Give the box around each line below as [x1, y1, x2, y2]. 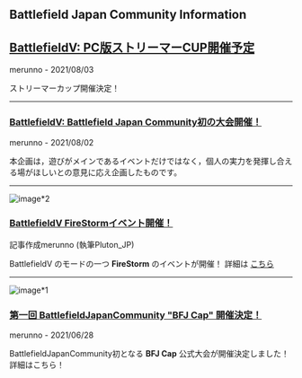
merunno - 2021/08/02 [9, 136, 94, 147]
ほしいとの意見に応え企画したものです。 [32, 166, 182, 178]
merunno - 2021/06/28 [9, 330, 94, 340]
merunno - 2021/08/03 [9, 65, 94, 75]
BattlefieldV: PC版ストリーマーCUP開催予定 [9, 40, 255, 55]
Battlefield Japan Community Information [9, 7, 247, 22]
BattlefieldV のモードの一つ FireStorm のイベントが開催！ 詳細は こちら [9, 258, 274, 268]
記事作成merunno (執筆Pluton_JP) [9, 239, 135, 250]
